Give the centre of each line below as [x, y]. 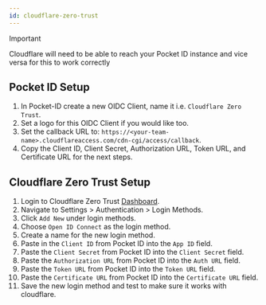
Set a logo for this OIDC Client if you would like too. [105, 123]
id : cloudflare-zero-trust [54, 16]
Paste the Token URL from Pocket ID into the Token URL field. [118, 269]
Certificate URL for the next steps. [76, 157]
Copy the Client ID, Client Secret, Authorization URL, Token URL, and [133, 149]
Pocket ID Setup [49, 87]
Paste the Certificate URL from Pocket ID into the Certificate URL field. [139, 278]
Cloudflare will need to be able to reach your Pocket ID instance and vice [129, 53]
